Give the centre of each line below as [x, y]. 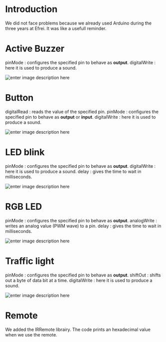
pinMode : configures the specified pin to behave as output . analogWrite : [81, 220]
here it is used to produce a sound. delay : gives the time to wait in [73, 171]
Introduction [31, 9]
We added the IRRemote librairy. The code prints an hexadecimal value [78, 329]
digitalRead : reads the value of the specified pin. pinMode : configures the [82, 112]
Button [19, 98]
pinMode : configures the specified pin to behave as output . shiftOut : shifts [83, 275]
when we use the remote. [31, 334]
